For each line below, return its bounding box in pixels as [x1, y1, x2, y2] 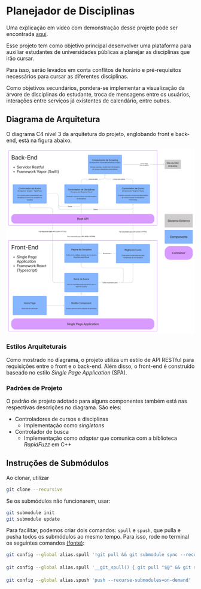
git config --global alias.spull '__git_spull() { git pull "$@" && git [6, 564, 191, 570]
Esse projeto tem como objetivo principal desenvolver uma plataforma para [6, 42, 191, 49]
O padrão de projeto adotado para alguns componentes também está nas [6, 397, 187, 405]
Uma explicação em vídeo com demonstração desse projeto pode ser [6, 24, 178, 31]
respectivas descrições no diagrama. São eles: [6, 404, 121, 411]
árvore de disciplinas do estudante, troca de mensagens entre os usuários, [6, 90, 191, 98]
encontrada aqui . [6, 30, 48, 37]
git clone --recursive [6, 487, 63, 493]
